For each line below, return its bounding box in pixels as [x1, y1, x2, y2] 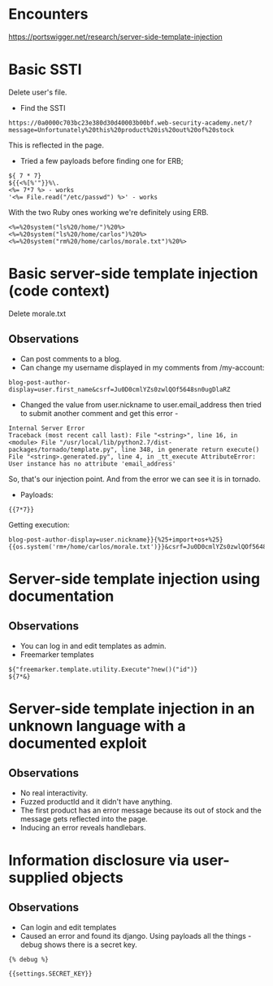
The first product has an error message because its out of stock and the [19, 805, 262, 815]
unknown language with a [8, 716, 186, 735]
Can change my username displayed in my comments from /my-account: [19, 362, 265, 372]
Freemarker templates [19, 649, 95, 660]
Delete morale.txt [8, 309, 67, 318]
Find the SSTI [19, 103, 66, 112]
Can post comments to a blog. [19, 353, 122, 363]
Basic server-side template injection [8, 265, 258, 283]
